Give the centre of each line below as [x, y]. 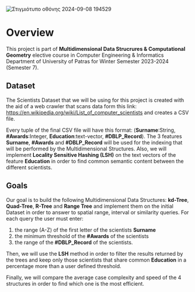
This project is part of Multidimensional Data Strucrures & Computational [96, 49]
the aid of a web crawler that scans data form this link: [72, 106]
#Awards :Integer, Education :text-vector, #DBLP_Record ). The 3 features [94, 136]
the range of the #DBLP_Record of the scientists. [74, 242]
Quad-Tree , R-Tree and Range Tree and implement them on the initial [90, 206]
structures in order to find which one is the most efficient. [75, 283]
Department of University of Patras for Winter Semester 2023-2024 [88, 61]
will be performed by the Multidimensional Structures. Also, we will [86, 149]
